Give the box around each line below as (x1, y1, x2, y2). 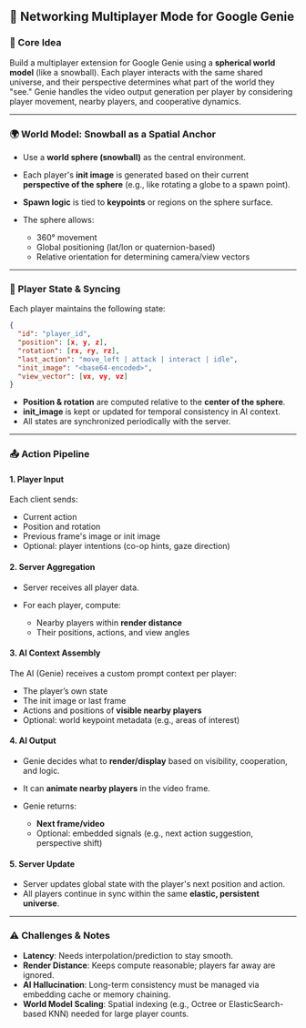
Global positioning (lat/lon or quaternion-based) (36, 241, 216, 252)
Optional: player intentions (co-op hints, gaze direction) (22, 541, 230, 552)
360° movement (36, 231, 97, 242)
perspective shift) (36, 838, 103, 849)
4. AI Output (9, 735, 56, 747)
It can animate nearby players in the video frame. (22, 783, 211, 794)
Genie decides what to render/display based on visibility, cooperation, (22, 756, 289, 767)
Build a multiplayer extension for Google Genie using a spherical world (9, 56, 276, 68)
